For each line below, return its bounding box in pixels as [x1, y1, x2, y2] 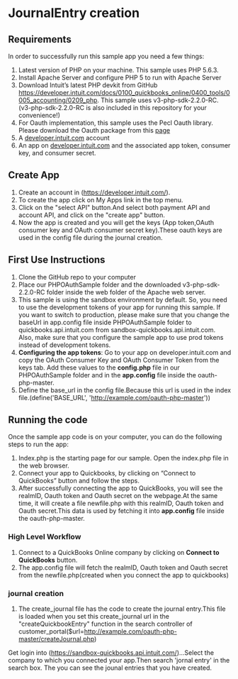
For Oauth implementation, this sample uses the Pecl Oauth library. [18, 118, 213, 127]
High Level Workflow [8, 532, 81, 542]
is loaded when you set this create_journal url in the [18, 612, 169, 621]
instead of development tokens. [18, 341, 111, 349]
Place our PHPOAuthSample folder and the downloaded [18, 280, 181, 289]
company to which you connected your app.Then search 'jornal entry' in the [8, 656, 230, 665]
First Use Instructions [8, 254, 106, 266]
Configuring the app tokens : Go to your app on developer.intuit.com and [18, 348, 232, 356]
